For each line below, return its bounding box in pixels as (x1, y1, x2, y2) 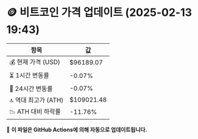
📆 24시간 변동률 (9, 84, 53, 93)
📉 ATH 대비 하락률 (9, 107, 61, 116)
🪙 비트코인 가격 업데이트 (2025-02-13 (6, 5, 193, 20)
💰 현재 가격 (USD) (9, 57, 61, 66)
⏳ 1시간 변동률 (9, 71, 50, 79)
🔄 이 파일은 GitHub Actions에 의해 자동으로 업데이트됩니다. (6, 126, 147, 133)
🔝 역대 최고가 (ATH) (9, 96, 64, 104)
